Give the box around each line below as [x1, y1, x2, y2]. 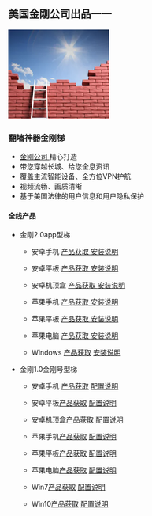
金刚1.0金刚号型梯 [19, 365, 78, 374]
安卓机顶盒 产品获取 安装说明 [31, 280, 126, 290]
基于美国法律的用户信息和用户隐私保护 [19, 192, 144, 201]
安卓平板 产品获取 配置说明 [31, 398, 117, 408]
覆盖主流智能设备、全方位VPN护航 [19, 172, 132, 181]
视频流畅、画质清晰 [19, 181, 83, 192]
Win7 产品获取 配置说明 [31, 482, 106, 492]
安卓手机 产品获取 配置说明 [31, 381, 119, 391]
